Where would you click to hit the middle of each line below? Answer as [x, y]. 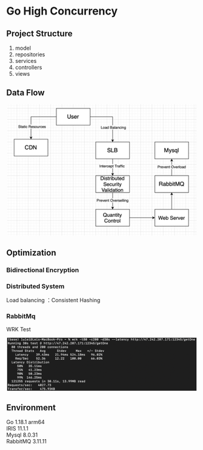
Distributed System [35, 286]
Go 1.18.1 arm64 [26, 422]
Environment [31, 407]
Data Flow [25, 93]
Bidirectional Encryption [43, 270]
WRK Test [19, 329]
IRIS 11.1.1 [17, 429]
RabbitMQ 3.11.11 [26, 442]
